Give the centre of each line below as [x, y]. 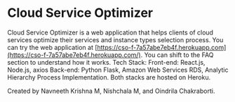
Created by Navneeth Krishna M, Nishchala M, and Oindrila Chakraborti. [111, 91]
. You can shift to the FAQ [177, 55]
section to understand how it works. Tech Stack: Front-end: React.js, [106, 62]
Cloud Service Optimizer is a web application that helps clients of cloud [110, 32]
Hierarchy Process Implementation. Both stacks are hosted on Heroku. [109, 77]
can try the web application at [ [52, 47]
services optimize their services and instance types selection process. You [115, 39]
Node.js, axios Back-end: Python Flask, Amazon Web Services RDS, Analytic [118, 70]
